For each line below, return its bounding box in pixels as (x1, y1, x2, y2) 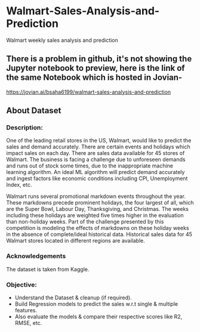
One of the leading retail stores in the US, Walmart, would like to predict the (6, 137, 192, 144)
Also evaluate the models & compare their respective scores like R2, (14, 313, 183, 320)
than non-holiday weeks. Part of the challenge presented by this (6, 218, 164, 225)
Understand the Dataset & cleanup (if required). (14, 294, 133, 302)
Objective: (6, 280, 37, 288)
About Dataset (6, 106, 61, 116)
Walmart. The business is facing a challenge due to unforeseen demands (6, 156, 186, 163)
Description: (6, 123, 43, 132)
